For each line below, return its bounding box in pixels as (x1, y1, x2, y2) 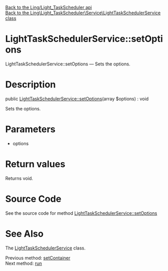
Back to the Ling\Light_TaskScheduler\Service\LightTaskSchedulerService (5, 10, 161, 16)
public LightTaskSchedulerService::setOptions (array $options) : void (5, 96, 149, 102)
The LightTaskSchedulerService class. (5, 245, 86, 251)
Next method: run (5, 260, 42, 266)
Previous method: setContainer (5, 255, 70, 261)
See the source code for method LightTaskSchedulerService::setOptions (5, 210, 157, 216)
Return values (5, 159, 66, 170)
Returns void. (5, 175, 33, 181)
